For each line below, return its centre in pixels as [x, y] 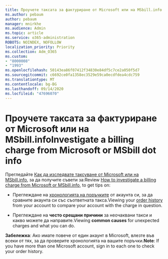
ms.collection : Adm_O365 [31, 51]
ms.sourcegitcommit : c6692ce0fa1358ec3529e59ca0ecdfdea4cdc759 [72, 75]
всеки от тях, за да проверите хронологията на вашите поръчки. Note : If [82, 241]
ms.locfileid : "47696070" [32, 93]
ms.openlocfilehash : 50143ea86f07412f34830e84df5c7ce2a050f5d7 [72, 70]
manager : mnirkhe [23, 24]
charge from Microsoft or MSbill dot [81, 150]
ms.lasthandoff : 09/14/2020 [34, 89]
